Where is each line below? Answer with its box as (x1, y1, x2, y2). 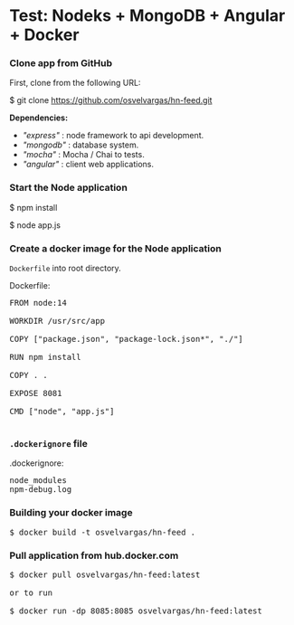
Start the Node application (9, 182, 128, 194)
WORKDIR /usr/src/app (9, 316, 106, 327)
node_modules (9, 476, 68, 486)
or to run (9, 587, 52, 598)
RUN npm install (9, 352, 81, 363)
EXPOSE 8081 (9, 388, 62, 399)
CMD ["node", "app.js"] (9, 406, 115, 417)
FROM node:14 (9, 298, 68, 308)
